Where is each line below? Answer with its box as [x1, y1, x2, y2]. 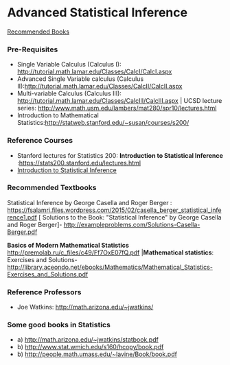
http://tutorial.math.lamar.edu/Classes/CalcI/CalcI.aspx [16, 67, 172, 76]
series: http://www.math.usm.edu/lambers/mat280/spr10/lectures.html [16, 104, 217, 113]
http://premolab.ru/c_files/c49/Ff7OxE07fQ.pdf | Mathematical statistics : [7, 248, 214, 257]
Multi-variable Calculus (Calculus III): [16, 89, 122, 97]
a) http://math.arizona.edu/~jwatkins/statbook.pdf [16, 335, 159, 344]
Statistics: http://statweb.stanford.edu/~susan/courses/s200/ [16, 119, 189, 127]
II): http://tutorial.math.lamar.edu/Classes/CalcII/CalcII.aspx [16, 82, 183, 91]
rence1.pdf [7, 213, 38, 221]
